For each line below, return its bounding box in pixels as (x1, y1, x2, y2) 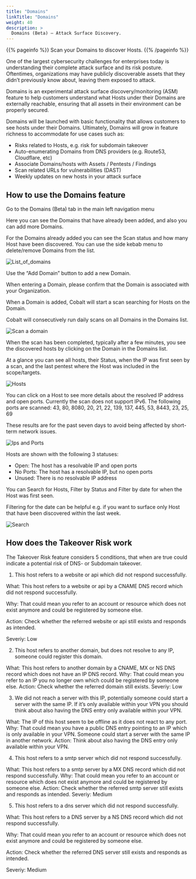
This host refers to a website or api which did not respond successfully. (14, 571, 187, 578)
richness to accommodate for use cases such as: (6, 130, 125, 138)
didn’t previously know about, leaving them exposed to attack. (6, 77, 156, 84)
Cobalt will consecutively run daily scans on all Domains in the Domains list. (6, 316, 188, 323)
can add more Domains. (6, 223, 64, 230)
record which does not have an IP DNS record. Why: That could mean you (6, 670, 184, 677)
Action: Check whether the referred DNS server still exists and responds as (6, 849, 187, 856)
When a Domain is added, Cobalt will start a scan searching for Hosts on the (6, 298, 190, 306)
